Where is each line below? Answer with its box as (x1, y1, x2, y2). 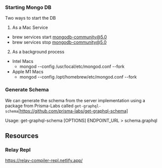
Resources (5, 132, 39, 140)
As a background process (12, 49, 65, 55)
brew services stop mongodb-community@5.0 (12, 39, 107, 45)
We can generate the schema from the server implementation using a (5, 97, 146, 103)
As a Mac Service (12, 25, 48, 30)
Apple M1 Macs (12, 69, 44, 75)
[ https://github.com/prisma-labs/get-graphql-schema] (18, 108, 129, 114)
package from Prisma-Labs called (5, 103, 74, 109)
